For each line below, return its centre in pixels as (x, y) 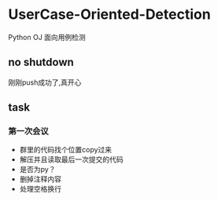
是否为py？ (37, 170)
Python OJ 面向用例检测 (47, 37)
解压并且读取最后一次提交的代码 (71, 159)
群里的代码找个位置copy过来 (66, 150)
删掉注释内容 (40, 179)
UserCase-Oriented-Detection (109, 15)
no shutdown (41, 62)
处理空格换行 (40, 189)
